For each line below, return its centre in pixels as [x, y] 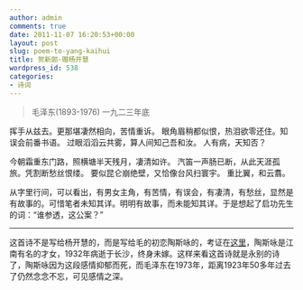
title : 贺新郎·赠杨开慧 [49, 60]
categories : [32, 77]
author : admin [36, 18]
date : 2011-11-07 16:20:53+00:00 [72, 34]
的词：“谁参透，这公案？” [56, 214]
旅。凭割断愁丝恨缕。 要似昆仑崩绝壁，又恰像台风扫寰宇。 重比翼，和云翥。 [150, 173]
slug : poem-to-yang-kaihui [60, 51]
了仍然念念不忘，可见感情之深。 [69, 276]
